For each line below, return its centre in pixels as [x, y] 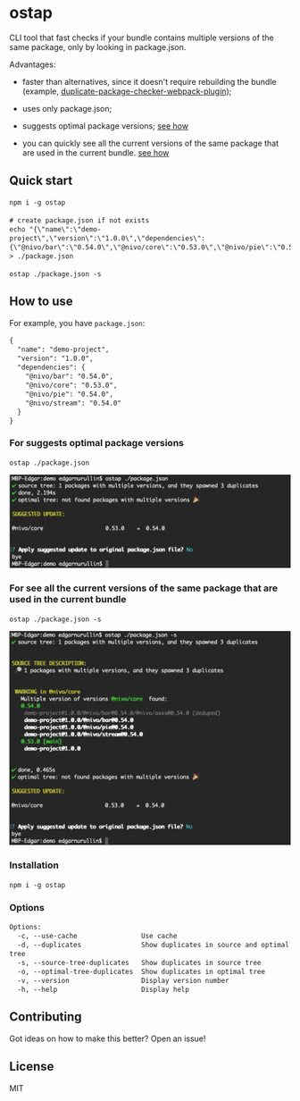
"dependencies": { [52, 367]
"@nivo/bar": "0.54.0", [70, 376]
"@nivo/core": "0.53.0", [71, 385]
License [32, 1067]
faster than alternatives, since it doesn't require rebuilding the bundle [149, 81]
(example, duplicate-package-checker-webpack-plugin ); [127, 91]
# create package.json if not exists [79, 220]
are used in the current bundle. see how [96, 152]
